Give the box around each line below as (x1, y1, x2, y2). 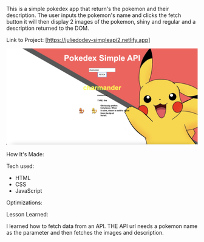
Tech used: (6, 162, 35, 170)
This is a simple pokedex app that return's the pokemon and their (6, 5, 169, 12)
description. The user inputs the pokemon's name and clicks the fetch (6, 12, 182, 19)
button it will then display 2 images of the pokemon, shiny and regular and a (6, 18, 196, 25)
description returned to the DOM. (6, 24, 89, 32)
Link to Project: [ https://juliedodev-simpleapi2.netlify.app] (6, 36, 151, 43)
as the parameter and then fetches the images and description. (6, 229, 164, 236)
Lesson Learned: (6, 210, 49, 218)
